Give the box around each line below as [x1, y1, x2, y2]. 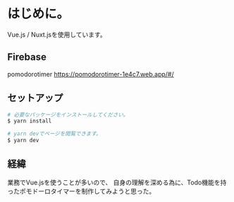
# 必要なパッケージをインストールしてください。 [7, 111, 129, 118]
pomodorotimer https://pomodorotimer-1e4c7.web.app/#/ [7, 70, 174, 78]
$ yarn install [7, 118, 52, 125]
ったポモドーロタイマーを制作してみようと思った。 [7, 187, 156, 195]
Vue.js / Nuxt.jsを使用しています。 [7, 30, 107, 39]
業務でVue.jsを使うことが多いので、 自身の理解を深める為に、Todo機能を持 [7, 178, 227, 187]
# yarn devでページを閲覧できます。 [7, 130, 101, 137]
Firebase [7, 51, 47, 63]
